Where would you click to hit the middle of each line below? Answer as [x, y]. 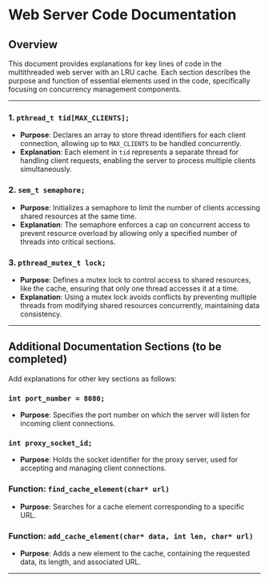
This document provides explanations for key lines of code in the [115, 63]
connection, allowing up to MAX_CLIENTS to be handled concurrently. [130, 144]
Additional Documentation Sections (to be [115, 347]
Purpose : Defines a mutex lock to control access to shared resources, [135, 279]
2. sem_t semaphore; [47, 190]
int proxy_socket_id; [50, 443]
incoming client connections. [68, 423]
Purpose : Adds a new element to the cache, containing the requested [135, 553]
